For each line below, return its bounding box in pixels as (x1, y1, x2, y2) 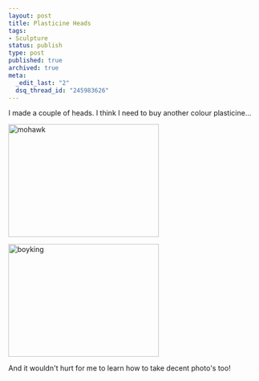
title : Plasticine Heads (8, 19, 91, 27)
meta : (8, 71, 26, 79)
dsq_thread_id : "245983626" (15, 86, 110, 95)
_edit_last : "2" (15, 79, 70, 87)
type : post (8, 49, 45, 57)
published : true (8, 57, 63, 65)
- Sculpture (8, 34, 48, 43)
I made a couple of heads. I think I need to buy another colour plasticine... (8, 108, 252, 118)
